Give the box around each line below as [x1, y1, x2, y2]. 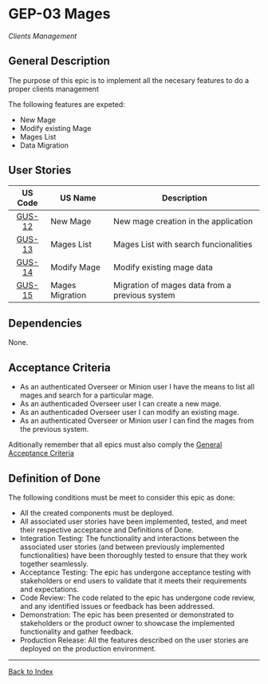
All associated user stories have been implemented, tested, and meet [19, 516, 247, 526]
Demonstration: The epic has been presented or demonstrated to [19, 610, 234, 619]
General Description [8, 54, 110, 68]
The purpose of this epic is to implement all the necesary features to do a [8, 75, 250, 85]
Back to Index [8, 667, 53, 676]
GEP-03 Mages [8, 5, 111, 23]
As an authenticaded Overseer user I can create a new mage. [19, 399, 222, 409]
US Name [59, 192, 97, 204]
